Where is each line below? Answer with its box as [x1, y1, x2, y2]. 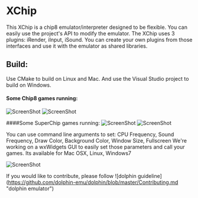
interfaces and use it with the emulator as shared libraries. [6, 42, 148, 49]
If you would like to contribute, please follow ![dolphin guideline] [6, 172, 163, 179]
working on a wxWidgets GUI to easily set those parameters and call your [6, 143, 185, 150]
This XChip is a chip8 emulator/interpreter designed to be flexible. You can [6, 24, 188, 31]
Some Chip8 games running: [6, 95, 78, 102]
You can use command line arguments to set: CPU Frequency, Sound [6, 131, 174, 138]
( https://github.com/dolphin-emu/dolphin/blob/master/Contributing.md [6, 179, 178, 186]
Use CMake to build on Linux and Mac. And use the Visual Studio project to [6, 75, 189, 82]
